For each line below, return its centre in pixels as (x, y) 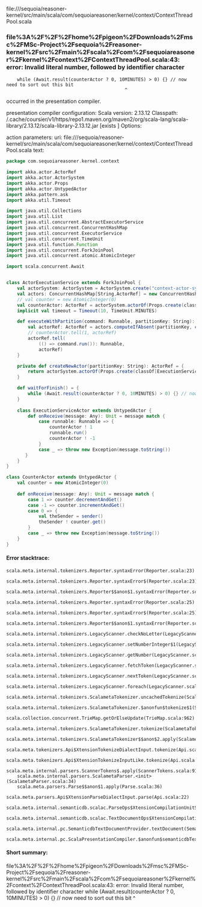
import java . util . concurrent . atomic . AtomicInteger (71, 256)
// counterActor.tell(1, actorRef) (72, 333)
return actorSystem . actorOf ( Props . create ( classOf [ (93, 372)
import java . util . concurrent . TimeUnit (55, 239)
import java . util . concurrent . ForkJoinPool (60, 250)
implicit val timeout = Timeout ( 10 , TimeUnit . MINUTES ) (87, 311)
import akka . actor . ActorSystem (45, 178)
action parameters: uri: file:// (41, 137)
